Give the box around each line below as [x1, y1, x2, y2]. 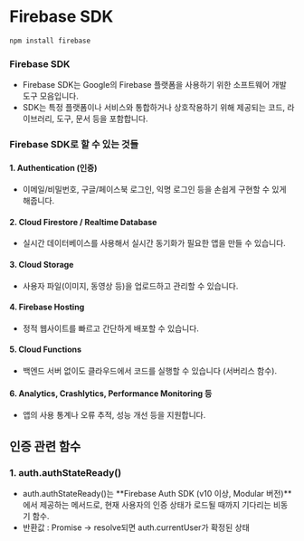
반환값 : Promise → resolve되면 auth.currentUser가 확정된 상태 [22, 522, 251, 533]
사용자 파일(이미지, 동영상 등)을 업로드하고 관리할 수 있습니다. [22, 280, 239, 291]
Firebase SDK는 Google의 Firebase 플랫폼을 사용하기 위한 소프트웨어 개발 [22, 80, 287, 90]
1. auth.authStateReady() [9, 466, 122, 479]
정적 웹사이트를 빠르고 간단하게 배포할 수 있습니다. [22, 323, 199, 334]
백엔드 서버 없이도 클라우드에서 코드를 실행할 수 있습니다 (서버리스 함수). [22, 365, 278, 376]
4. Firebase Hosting [9, 301, 85, 313]
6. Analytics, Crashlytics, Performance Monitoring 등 [9, 387, 213, 399]
